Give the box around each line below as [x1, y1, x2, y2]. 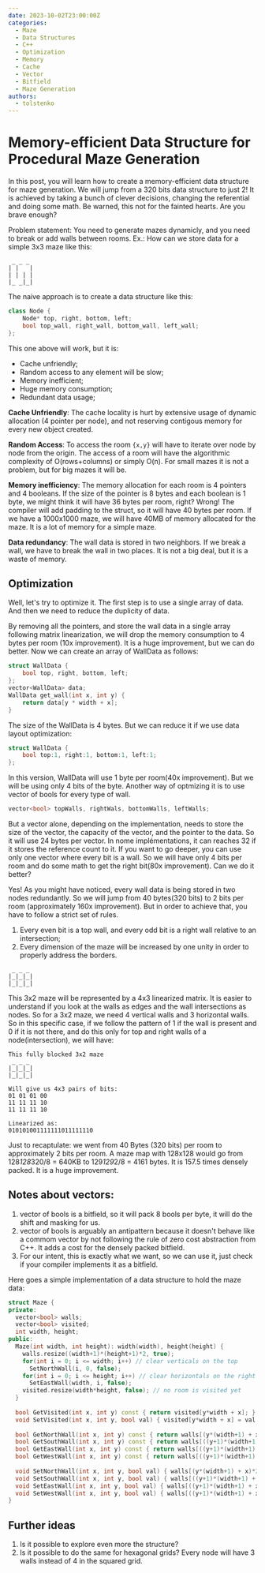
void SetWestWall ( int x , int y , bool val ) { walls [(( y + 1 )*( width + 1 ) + [15, 1489, 252, 1497]
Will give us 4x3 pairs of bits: [8, 1085, 118, 1093]
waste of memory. [8, 554, 67, 564]
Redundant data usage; [19, 392, 96, 402]
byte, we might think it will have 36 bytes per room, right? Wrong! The [8, 496, 235, 506]
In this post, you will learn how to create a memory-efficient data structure [8, 177, 250, 186]
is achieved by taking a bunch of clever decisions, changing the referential [8, 193, 250, 203]
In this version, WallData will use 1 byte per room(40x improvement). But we [8, 773, 254, 782]
